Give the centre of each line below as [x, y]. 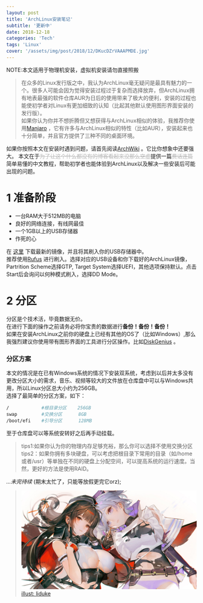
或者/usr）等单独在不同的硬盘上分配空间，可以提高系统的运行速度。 [105, 461]
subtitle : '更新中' [29, 25]
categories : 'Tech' [31, 38]
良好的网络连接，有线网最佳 [50, 223]
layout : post [23, 13]
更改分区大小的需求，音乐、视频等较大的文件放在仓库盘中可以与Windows [97, 381]
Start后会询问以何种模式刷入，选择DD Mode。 [64, 274]
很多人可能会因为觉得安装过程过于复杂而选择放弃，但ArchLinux [111, 90]
